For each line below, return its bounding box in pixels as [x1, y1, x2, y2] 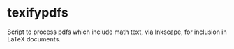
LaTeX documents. [7, 35, 61, 43]
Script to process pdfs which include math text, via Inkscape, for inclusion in [7, 28, 227, 36]
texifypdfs [7, 5, 68, 21]
